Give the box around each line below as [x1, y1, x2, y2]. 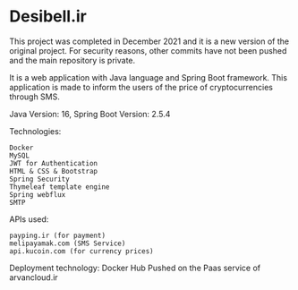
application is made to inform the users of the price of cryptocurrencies [9, 81, 273, 92]
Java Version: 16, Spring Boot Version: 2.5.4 [9, 108, 171, 119]
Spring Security [9, 175, 70, 183]
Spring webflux [9, 190, 66, 199]
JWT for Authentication [9, 158, 98, 167]
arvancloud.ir [9, 271, 58, 283]
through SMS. [9, 91, 61, 102]
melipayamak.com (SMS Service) [9, 239, 126, 248]
